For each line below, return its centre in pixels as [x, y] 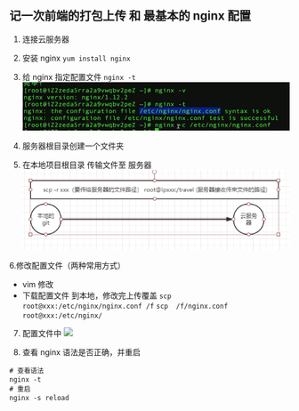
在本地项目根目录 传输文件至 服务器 [87, 165]
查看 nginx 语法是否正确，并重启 [81, 352]
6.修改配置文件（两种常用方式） [68, 266]
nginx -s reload [39, 399]
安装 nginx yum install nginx [76, 58]
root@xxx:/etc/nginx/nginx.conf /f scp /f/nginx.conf [125, 306]
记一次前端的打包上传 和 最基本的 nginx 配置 [130, 16]
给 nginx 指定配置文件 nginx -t [79, 77]
